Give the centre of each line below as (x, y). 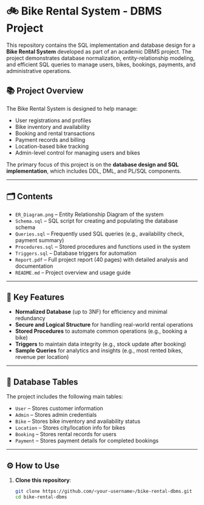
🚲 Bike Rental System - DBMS (84, 11)
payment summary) (39, 240)
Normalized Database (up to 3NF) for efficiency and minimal (91, 312)
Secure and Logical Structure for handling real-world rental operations (104, 325)
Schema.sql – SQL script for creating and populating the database (96, 221)
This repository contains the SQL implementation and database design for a (101, 45)
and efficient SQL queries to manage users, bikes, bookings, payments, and (101, 64)
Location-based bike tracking (52, 146)
